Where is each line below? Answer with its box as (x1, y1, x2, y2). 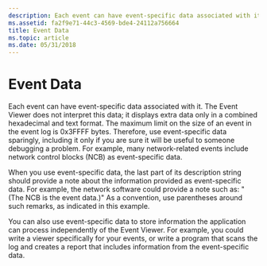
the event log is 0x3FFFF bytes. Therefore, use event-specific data (8, 127, 227, 137)
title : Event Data (8, 26, 69, 34)
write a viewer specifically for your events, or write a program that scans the (8, 233, 258, 243)
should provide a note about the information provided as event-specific (8, 176, 242, 186)
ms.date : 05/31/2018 (8, 41, 77, 49)
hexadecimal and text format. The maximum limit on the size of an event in (8, 118, 252, 128)
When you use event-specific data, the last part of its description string (8, 168, 242, 177)
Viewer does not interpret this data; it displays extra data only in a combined (8, 110, 258, 120)
